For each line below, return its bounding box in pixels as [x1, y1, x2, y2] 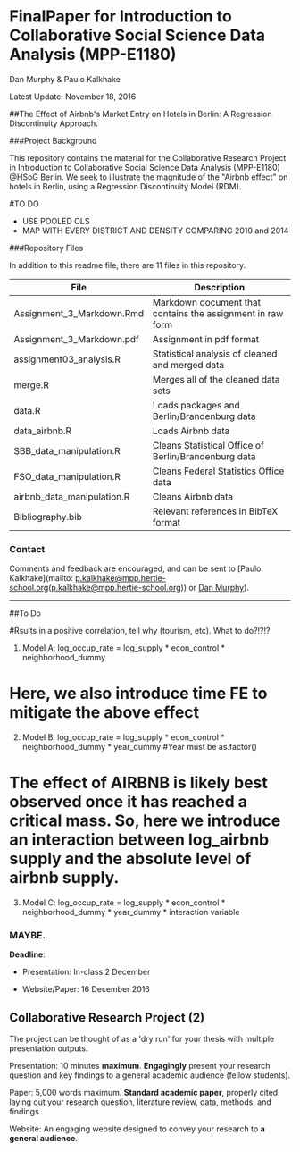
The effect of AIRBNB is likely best [9, 773, 268, 793]
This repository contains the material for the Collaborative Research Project [9, 152, 287, 163]
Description [194, 281, 246, 293]
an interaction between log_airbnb [9, 829, 270, 850]
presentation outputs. [9, 1043, 88, 1054]
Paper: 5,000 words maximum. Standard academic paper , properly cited [9, 1088, 279, 1098]
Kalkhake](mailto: [9, 573, 74, 584]
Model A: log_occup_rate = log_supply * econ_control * [21, 643, 226, 653]
